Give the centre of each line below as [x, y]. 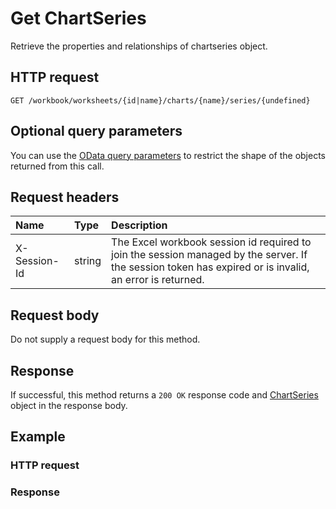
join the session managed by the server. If [209, 255]
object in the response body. [69, 405]
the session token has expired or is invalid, [210, 267]
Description [139, 225]
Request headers [65, 197]
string [88, 261]
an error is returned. [158, 280]
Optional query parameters [96, 131]
